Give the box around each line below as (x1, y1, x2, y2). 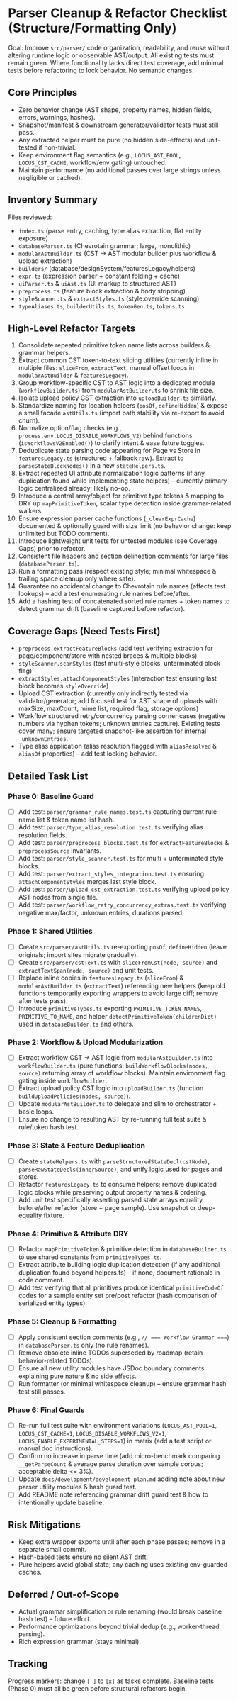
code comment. (18, 1276, 64, 1285)
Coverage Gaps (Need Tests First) (8, 625, 161, 637)
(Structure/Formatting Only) (8, 20, 177, 36)
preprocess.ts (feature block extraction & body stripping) (18, 286, 186, 295)
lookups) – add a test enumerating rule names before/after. (18, 590, 191, 598)
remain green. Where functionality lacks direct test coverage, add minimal (8, 58, 224, 67)
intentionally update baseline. (18, 1498, 105, 1507)
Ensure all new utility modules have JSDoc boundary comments (18, 1363, 205, 1372)
